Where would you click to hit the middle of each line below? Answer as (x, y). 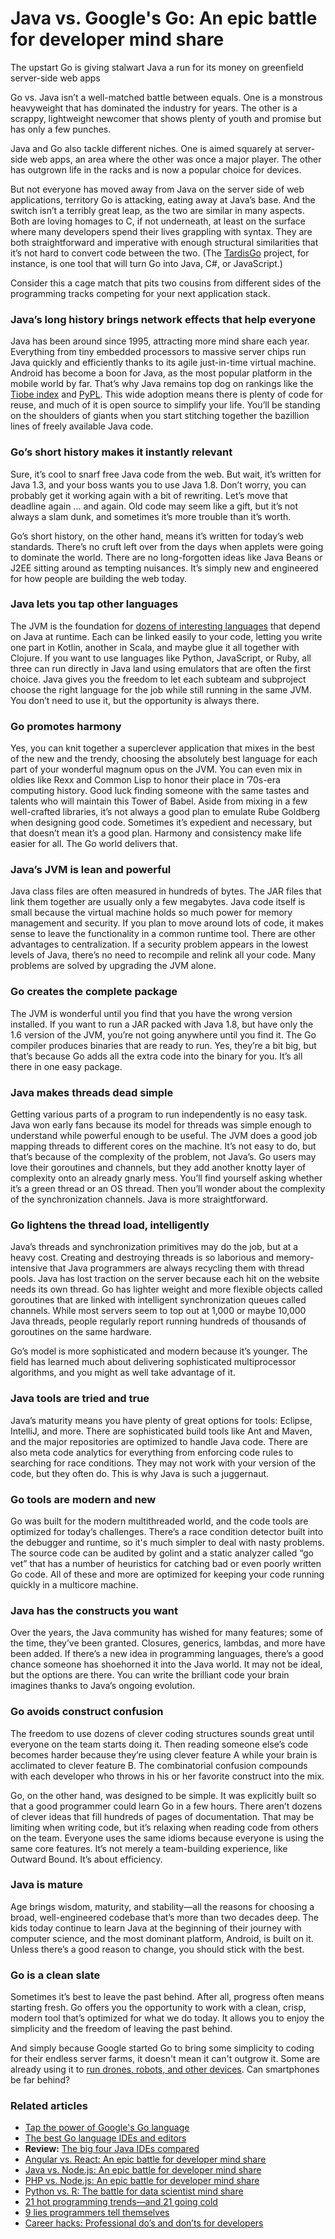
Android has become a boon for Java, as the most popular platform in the (161, 373)
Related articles (49, 2106)
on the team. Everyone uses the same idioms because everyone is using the (167, 1838)
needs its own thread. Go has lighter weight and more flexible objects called (166, 1289)
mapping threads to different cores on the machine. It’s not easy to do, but (163, 1146)
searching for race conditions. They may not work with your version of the (163, 1463)
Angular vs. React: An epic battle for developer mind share (145, 2159)
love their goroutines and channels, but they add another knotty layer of (158, 1168)
